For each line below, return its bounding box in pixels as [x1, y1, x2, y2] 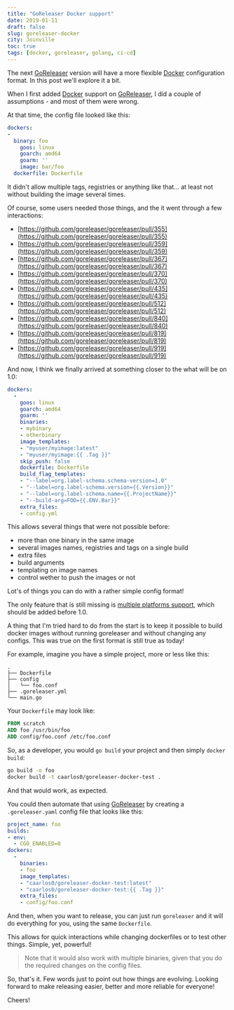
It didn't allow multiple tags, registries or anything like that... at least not [7, 182, 214, 191]
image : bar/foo [20, 163, 64, 170]
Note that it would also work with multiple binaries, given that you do [24, 954, 223, 962]
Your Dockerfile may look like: [7, 706, 95, 715]
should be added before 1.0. [7, 608, 88, 617]
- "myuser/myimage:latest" [20, 445, 99, 452]
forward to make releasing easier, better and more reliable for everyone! [7, 983, 215, 991]
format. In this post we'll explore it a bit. [7, 76, 121, 84]
